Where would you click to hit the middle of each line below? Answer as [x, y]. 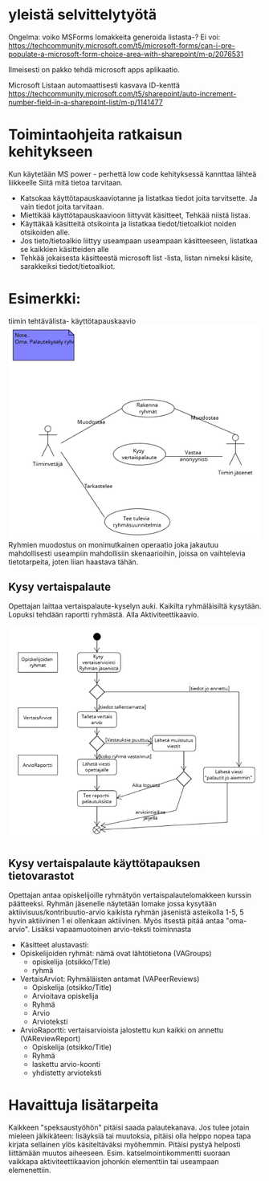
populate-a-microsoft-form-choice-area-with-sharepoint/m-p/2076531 [126, 54]
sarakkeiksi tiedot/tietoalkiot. [67, 266]
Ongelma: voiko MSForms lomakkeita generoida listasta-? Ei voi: [114, 37]
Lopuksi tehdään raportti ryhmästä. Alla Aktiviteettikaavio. [104, 615]
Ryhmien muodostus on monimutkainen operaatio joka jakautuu [114, 544]
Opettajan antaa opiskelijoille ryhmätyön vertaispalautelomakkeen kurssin [130, 895]
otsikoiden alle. [45, 232]
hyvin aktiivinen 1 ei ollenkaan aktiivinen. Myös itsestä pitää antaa [116, 920]
